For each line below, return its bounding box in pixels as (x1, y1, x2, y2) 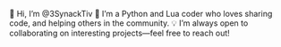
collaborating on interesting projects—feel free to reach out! (9, 27, 230, 38)
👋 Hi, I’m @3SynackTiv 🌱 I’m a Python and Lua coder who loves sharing (9, 9, 273, 19)
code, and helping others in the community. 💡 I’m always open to (9, 18, 249, 28)
